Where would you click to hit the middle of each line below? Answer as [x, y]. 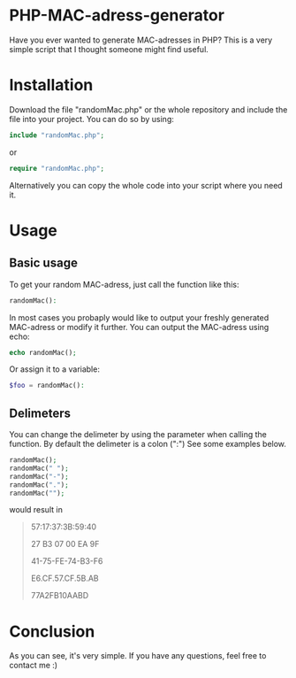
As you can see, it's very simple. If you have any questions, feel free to [138, 656]
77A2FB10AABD [60, 596]
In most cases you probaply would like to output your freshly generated [139, 317]
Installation [51, 85]
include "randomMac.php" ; [57, 135]
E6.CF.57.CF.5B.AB [65, 578]
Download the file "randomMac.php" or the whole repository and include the [148, 109]
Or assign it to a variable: [54, 369]
